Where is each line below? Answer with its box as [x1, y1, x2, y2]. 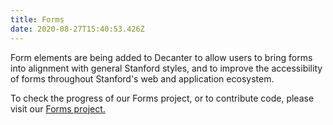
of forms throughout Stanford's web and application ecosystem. [10, 72, 275, 85]
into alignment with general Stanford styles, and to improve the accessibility [10, 62, 323, 74]
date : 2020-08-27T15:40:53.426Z [10, 24, 145, 34]
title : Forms [10, 14, 65, 25]
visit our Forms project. [10, 102, 106, 115]
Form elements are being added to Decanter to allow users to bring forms [10, 51, 313, 63]
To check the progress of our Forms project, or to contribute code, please [10, 92, 315, 104]
